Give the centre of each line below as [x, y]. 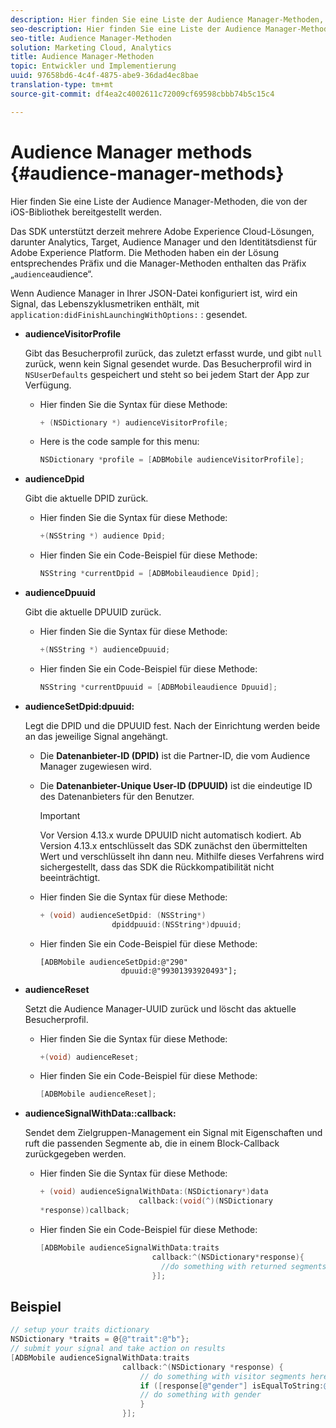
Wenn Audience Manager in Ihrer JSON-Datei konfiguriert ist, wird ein [154, 293]
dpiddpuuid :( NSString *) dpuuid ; [176, 924]
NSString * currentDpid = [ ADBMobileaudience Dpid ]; [149, 574]
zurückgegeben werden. [75, 1154]
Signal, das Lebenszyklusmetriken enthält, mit [105, 303]
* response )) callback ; [84, 1211]
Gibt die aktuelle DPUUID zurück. [93, 612]
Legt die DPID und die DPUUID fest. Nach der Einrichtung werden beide [172, 725]
